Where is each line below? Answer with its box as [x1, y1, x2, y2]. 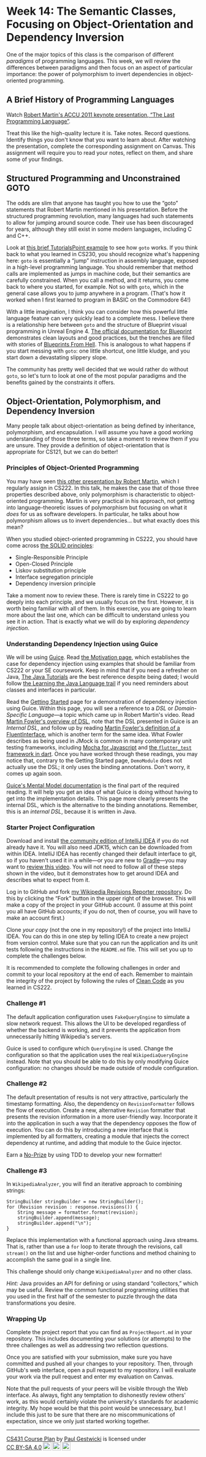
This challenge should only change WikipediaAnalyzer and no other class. [6, 1268, 193, 1275]
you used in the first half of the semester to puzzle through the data [6, 1293, 178, 1300]
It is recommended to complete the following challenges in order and [6, 964, 180, 972]
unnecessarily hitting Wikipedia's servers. [6, 1033, 112, 1040]
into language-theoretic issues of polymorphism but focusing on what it [6, 504, 188, 511]
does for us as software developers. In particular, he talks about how [6, 510, 180, 517]
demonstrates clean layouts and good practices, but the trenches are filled [6, 334, 195, 342]
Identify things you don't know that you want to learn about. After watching [6, 136, 196, 143]
